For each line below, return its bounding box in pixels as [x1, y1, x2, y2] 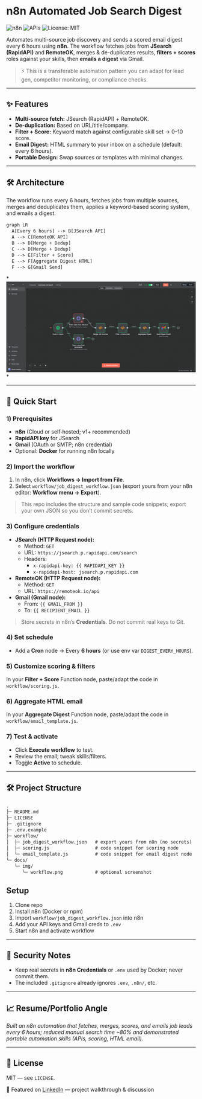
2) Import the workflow [6, 462, 75, 470]
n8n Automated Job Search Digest [6, 4, 182, 18]
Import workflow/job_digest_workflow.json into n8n [14, 914, 144, 921]
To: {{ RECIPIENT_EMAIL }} [23, 606, 90, 614]
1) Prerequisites [6, 414, 53, 423]
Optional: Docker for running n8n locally [14, 447, 115, 454]
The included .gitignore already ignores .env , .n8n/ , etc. [14, 979, 158, 987]
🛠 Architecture [6, 178, 65, 188]
